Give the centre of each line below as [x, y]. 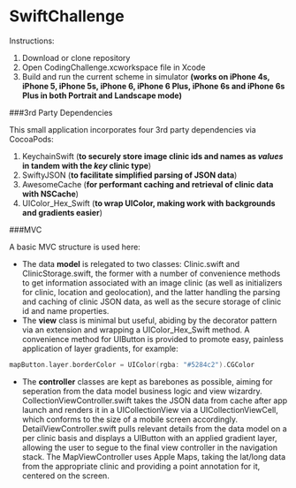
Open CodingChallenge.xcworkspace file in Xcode [114, 67]
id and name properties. [65, 310]
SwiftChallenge [67, 16]
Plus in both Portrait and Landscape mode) [102, 95]
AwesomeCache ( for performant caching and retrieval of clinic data [148, 184]
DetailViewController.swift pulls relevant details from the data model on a [154, 428]
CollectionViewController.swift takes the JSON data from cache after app [155, 400]
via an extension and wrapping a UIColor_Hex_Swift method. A [136, 330]
